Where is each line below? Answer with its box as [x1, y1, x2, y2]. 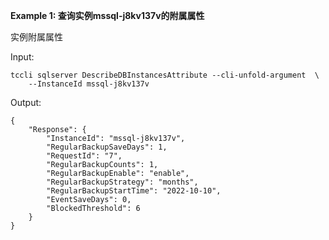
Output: [10, 97, 42, 108]
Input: [10, 51, 35, 63]
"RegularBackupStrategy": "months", [46, 177, 199, 187]
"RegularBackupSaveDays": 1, [46, 142, 168, 152]
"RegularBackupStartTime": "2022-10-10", [46, 186, 222, 196]
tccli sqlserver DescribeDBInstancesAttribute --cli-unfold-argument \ [10, 70, 320, 80]
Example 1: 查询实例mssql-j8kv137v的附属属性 [10, 10, 205, 21]
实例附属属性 [10, 31, 63, 43]
